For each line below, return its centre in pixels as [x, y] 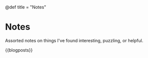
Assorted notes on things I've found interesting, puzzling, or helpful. [74, 40]
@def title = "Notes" [26, 7]
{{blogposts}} [19, 50]
